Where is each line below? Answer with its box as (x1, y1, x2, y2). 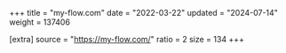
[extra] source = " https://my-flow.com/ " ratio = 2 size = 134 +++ (9, 34, 244, 44)
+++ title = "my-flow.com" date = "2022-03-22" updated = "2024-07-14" (9, 8, 278, 18)
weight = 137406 (9, 17, 71, 27)
